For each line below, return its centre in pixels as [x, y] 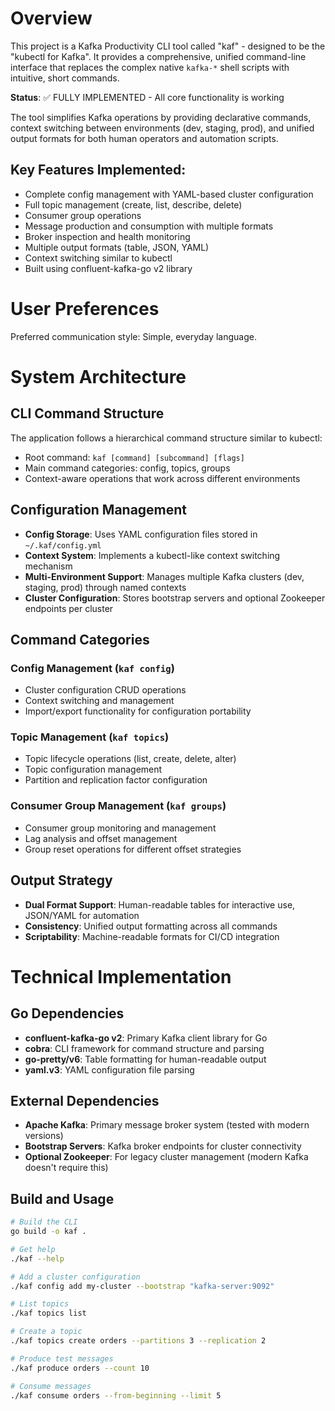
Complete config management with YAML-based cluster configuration [169, 194]
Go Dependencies [67, 1013]
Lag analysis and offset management [101, 838]
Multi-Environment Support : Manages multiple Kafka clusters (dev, [164, 576]
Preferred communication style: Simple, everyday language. [133, 336]
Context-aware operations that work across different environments [162, 478]
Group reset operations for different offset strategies [133, 849]
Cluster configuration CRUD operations [105, 690]
